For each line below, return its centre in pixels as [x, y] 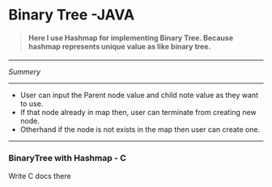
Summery [25, 72]
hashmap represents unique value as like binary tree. [119, 46]
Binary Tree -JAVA [72, 15]
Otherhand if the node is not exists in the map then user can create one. [140, 130]
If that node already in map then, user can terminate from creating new [138, 113]
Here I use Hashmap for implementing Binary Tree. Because [131, 37]
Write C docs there [40, 176]
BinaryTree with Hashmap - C [68, 158]
